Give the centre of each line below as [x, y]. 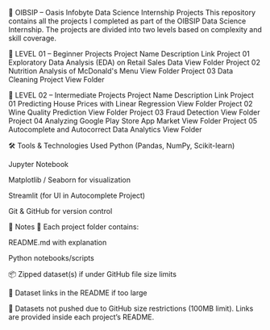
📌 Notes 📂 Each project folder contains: [74, 227]
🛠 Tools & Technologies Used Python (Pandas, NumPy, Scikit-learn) [122, 146]
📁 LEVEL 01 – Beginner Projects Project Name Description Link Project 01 [129, 54]
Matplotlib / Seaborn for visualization [70, 180]
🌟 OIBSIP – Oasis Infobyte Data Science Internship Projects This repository [132, 13]
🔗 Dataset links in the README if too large [78, 293]
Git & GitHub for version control [60, 211]
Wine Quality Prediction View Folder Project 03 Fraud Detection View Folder [134, 112]
